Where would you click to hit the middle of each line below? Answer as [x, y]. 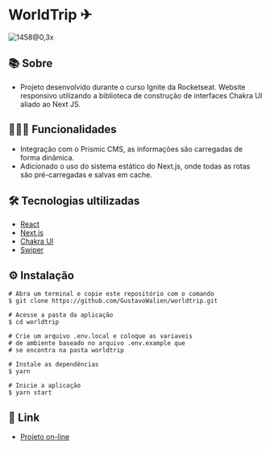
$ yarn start [30, 393]
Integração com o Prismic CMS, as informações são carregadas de [131, 149]
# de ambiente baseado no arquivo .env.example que [97, 343]
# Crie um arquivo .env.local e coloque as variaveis [101, 336]
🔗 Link [24, 417]
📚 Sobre [31, 63]
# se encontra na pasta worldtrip [66, 351]
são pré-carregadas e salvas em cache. [86, 174]
